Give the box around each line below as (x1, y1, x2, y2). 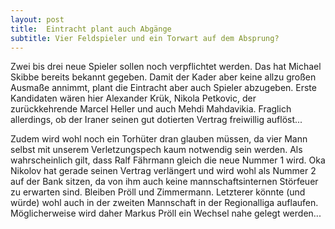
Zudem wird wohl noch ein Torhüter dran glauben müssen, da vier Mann (10, 133, 308, 145)
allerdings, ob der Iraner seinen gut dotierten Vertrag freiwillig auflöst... (10, 114, 303, 126)
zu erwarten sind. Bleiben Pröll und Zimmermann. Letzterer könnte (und (10, 186, 306, 198)
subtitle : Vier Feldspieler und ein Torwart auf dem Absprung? (10, 33, 280, 43)
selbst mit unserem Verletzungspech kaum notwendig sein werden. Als (10, 144, 303, 156)
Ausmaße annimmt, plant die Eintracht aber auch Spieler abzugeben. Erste (10, 82, 317, 94)
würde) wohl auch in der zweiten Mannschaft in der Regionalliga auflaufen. (10, 197, 319, 209)
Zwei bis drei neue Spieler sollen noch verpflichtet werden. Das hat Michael (10, 61, 322, 73)
